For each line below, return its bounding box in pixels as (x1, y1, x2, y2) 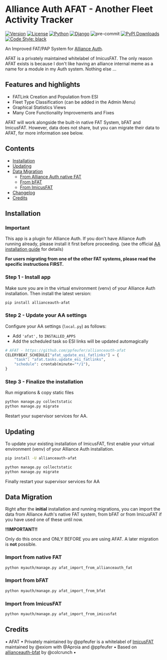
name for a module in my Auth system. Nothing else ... (5, 66, 117, 72)
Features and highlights (5, 80, 81, 89)
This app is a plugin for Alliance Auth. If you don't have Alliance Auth (5, 236, 146, 242)
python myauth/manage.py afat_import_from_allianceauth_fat (5, 565, 133, 570)
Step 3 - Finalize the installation (5, 378, 83, 385)
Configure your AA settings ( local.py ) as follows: (5, 323, 107, 329)
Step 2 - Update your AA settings (5, 312, 87, 319)
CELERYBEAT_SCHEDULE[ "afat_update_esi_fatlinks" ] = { (5, 352, 120, 358)
